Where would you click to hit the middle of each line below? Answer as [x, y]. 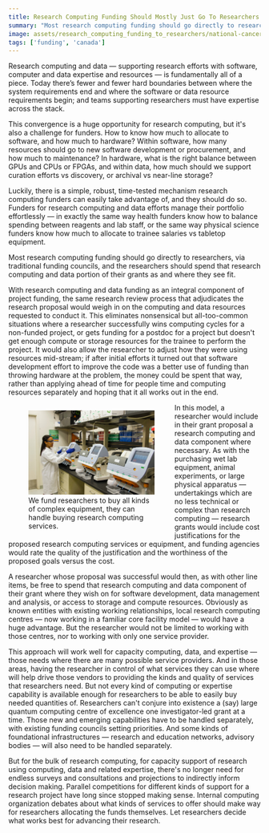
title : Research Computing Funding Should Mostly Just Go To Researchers [134, 17]
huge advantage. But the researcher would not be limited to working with [128, 628]
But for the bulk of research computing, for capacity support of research [128, 761]
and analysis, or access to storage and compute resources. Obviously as [128, 602]
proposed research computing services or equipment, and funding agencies [134, 544]
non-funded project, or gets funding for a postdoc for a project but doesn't [132, 333]
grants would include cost [217, 527]
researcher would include [217, 416]
